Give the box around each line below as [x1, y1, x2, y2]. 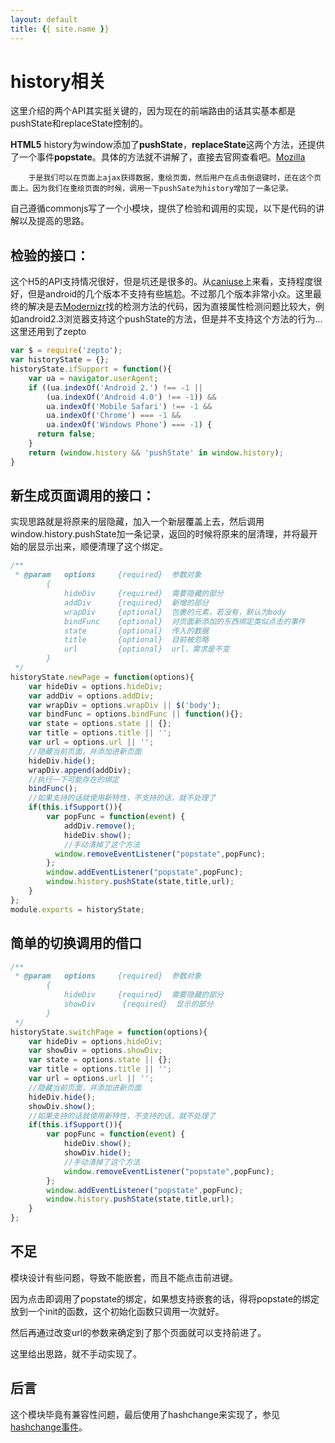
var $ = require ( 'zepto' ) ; [10, 346, 123, 356]
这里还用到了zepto [10, 326, 87, 338]
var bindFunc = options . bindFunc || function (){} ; [28, 709, 244, 720]
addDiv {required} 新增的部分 [63, 597, 210, 608]
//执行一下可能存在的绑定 [28, 774, 120, 785]
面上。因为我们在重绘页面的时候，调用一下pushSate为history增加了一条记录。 [10, 184, 294, 194]
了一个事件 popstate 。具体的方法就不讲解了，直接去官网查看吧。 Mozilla [10, 151, 306, 163]
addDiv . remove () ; [63, 821, 137, 831]
